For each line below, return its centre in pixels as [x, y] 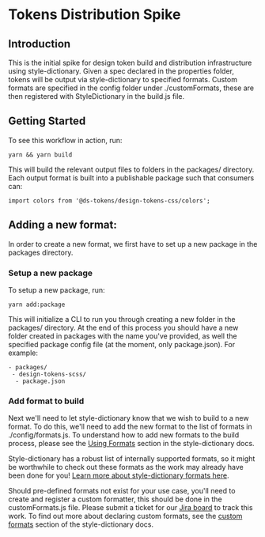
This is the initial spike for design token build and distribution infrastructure [130, 62]
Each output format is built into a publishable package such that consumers [131, 178]
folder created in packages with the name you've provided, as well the [123, 336]
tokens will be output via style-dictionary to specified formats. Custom [123, 79]
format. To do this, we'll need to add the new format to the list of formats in [131, 427]
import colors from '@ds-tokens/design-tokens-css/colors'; [110, 200]
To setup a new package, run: [57, 289]
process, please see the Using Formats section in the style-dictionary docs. [131, 444]
